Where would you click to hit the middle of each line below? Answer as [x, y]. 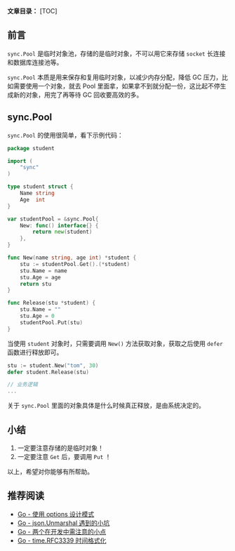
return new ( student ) [62, 232]
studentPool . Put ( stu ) [51, 322]
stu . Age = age [40, 277]
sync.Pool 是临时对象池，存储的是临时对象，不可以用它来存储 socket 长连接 [116, 53]
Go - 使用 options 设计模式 [56, 514]
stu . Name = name [44, 271]
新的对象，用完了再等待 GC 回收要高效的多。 [78, 95]
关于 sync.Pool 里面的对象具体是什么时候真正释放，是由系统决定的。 [106, 406]
